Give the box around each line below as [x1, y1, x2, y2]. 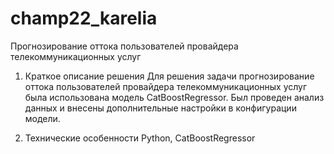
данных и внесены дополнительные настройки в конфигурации [24, 102, 297, 114]
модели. [24, 112, 61, 124]
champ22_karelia [10, 7, 158, 30]
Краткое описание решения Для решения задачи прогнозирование [24, 70, 315, 82]
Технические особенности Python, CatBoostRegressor [24, 132, 256, 144]
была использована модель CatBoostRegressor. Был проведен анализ [24, 91, 325, 103]
